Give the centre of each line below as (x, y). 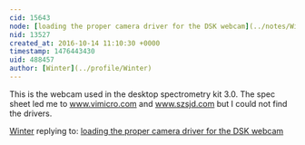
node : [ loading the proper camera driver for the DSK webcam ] (129, 26)
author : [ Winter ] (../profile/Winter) (81, 69)
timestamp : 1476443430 (52, 52)
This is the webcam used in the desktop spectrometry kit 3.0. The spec (142, 94)
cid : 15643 (30, 18)
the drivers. (31, 113)
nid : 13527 (30, 34)
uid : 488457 (32, 60)
